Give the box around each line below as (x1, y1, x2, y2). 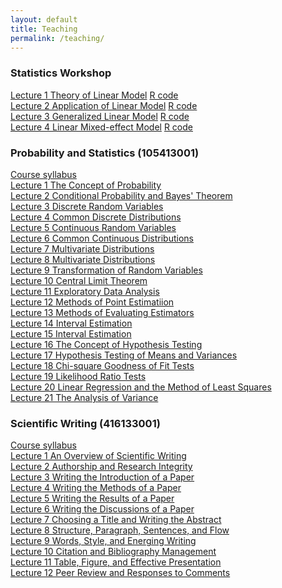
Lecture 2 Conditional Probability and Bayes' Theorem (10, 189, 233, 201)
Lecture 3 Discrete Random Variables (10, 200, 164, 212)
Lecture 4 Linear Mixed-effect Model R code (10, 121, 193, 133)
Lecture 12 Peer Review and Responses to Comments (10, 567, 231, 579)
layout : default (10, 14, 78, 25)
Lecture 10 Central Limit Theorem (10, 274, 148, 286)
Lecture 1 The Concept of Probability (10, 179, 162, 191)
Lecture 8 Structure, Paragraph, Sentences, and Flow (10, 524, 230, 536)
